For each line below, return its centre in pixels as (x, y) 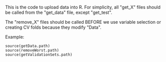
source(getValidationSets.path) (39, 55)
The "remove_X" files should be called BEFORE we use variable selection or (83, 22)
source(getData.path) (28, 46)
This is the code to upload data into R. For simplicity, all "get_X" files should (83, 7)
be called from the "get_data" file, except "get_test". (59, 12)
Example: (15, 37)
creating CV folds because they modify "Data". (53, 27)
